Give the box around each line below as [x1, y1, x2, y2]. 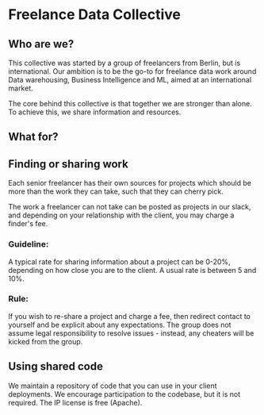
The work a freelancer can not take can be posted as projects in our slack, [8, 202, 251, 212]
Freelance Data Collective [8, 6, 181, 24]
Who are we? [8, 37, 75, 51]
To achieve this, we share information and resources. [8, 107, 182, 117]
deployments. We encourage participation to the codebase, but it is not [8, 389, 241, 398]
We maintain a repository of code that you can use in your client [8, 381, 217, 390]
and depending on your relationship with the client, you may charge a [8, 210, 235, 220]
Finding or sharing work [8, 157, 128, 171]
